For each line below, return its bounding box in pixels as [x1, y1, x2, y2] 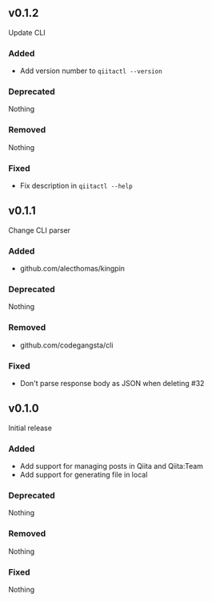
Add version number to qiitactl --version [19, 66, 162, 75]
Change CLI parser [8, 225, 70, 235]
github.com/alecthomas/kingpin [19, 264, 126, 274]
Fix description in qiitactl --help [19, 181, 134, 190]
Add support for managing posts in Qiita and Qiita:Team [19, 462, 204, 471]
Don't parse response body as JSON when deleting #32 [19, 379, 205, 388]
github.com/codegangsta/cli [19, 340, 114, 350]
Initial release [8, 423, 52, 433]
